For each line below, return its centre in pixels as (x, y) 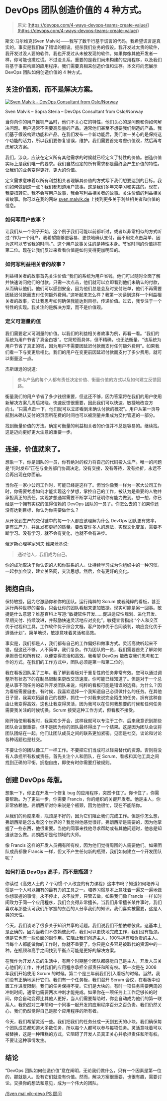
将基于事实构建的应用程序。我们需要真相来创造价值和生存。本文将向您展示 (81, 66)
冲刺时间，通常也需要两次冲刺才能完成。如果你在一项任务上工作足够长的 (79, 992)
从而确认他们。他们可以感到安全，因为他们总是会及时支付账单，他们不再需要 (83, 289)
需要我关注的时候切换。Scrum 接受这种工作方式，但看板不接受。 (71, 710)
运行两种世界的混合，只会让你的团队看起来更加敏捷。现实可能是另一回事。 (81, 608)
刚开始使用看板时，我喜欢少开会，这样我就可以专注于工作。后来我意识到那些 (83, 721)
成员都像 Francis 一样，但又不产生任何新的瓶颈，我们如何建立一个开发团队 (85, 851)
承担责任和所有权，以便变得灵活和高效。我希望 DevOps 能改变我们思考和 (80, 656)
